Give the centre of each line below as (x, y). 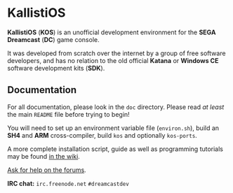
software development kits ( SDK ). (56, 68)
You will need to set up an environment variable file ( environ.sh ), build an (113, 128)
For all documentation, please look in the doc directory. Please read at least (116, 107)
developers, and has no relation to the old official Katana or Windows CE (113, 60)
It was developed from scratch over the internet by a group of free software (116, 53)
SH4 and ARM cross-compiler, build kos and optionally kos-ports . (102, 135)
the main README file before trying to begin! (68, 114)
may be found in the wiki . (44, 156)
